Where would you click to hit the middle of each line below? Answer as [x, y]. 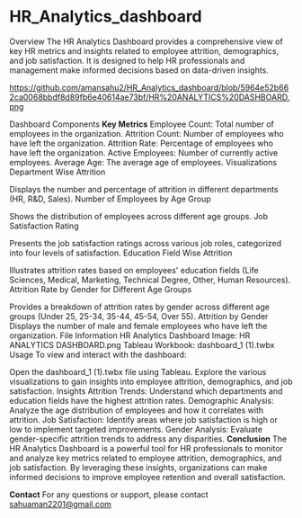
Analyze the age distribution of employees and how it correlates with [137, 410]
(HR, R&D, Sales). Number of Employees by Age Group [110, 199]
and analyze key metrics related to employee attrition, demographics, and [146, 458]
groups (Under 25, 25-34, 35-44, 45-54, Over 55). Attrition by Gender [139, 316]
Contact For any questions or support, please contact [109, 494]
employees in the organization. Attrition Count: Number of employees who [147, 133]
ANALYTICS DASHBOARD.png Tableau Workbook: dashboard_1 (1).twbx [142, 344]
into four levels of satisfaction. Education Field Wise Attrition [121, 253]
